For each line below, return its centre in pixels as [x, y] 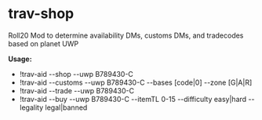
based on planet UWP [44, 43]
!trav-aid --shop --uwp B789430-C [76, 74]
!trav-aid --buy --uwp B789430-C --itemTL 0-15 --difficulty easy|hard [133, 99]
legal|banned [66, 107]
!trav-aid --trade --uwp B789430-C [77, 90]
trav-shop [41, 14]
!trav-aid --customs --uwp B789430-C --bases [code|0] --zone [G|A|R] [136, 82]
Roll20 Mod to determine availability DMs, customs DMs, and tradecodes [126, 35]
